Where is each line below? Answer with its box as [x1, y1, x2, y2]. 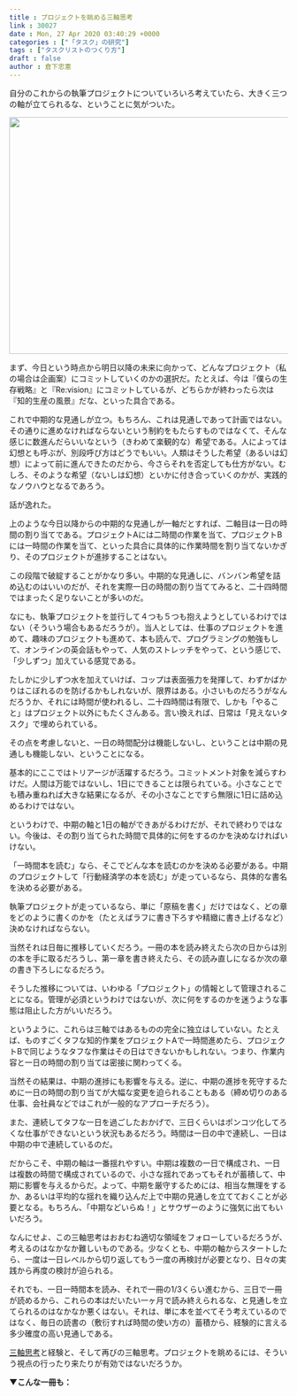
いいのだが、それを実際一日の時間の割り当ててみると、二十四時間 [47, 581, 288, 591]
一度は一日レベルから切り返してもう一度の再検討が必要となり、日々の [24, 1253, 279, 1264]
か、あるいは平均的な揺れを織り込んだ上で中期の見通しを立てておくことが [9, 1191, 280, 1201]
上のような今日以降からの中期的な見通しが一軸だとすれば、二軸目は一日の [9, 518, 280, 528]
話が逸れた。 [9, 499, 56, 510]
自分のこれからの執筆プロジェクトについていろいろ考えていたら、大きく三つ [9, 88, 287, 98]
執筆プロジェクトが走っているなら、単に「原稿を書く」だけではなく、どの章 [9, 900, 288, 912]
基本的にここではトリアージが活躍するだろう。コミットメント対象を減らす [9, 767, 278, 777]
